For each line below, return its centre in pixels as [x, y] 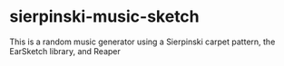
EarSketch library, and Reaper [65, 51]
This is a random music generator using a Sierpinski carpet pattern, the [142, 42]
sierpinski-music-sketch [104, 17]
